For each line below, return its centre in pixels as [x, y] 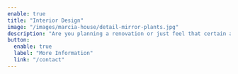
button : [19, 40]
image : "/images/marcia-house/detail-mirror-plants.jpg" [93, 27]
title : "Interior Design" [45, 20]
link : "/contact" [39, 60]
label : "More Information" [53, 54]
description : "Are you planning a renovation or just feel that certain [117, 33]
